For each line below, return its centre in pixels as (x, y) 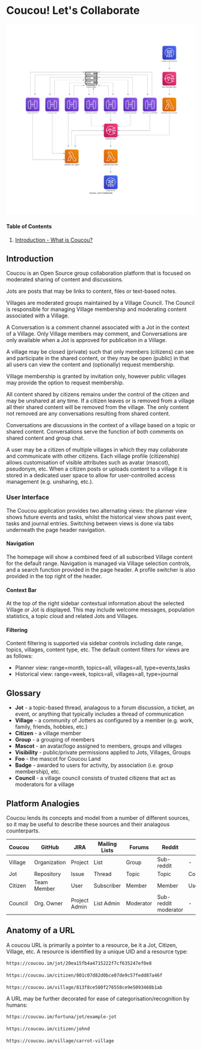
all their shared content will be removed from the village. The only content (98, 407)
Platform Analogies (43, 803)
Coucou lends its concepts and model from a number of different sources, (98, 817)
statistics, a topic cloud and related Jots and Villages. (72, 616)
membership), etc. (38, 772)
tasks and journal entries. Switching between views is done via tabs (90, 523)
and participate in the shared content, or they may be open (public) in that (98, 358)
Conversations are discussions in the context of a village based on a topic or (101, 425)
